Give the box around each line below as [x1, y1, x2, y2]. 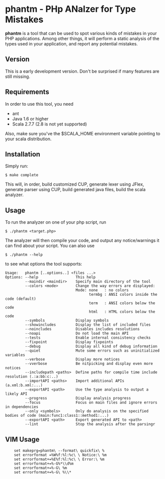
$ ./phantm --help [5, 252, 43, 257]
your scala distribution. [5, 136, 52, 142]
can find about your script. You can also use [5, 243, 95, 249]
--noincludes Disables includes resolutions [25, 327, 140, 332]
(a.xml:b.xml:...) [5, 383, 43, 388]
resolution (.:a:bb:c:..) [5, 374, 58, 379]
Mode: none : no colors [75, 288, 129, 293]
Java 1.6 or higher [12, 116, 49, 121]
